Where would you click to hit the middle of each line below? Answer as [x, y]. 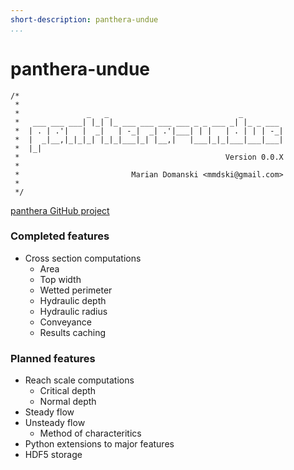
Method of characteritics [90, 433]
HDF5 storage [53, 455]
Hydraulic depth [73, 300]
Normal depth [68, 402]
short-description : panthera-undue [84, 19]
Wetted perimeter [76, 290]
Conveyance [65, 322]
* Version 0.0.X [149, 157]
